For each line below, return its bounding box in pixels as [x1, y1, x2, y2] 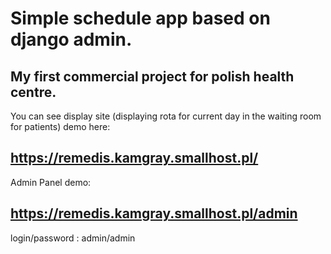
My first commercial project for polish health [10, 68, 295, 85]
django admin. [10, 28, 133, 51]
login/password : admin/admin [10, 232, 136, 244]
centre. [10, 83, 57, 101]
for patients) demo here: [10, 121, 111, 132]
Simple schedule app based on [10, 7, 271, 30]
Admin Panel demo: [10, 176, 92, 188]
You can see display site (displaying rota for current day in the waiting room [10, 110, 322, 122]
